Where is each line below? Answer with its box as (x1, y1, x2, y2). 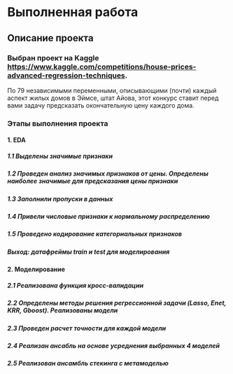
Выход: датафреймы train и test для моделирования (7, 247, 170, 256)
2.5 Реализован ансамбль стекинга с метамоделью (7, 359, 169, 368)
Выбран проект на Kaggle (7, 53, 99, 63)
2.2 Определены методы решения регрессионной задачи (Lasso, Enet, (7, 299, 227, 308)
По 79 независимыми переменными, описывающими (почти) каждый (7, 86, 217, 94)
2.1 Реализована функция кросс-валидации (7, 281, 144, 289)
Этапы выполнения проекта (7, 118, 108, 128)
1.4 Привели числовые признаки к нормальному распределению (7, 213, 210, 221)
